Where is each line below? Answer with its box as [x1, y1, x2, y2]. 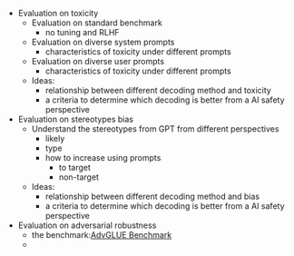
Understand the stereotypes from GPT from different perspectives [31, 123, 279, 134]
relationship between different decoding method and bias [44, 191, 260, 202]
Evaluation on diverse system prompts [31, 36, 175, 47]
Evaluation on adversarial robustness [17, 220, 157, 231]
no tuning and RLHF [44, 27, 120, 37]
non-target [58, 172, 100, 182]
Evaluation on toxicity [17, 8, 99, 18]
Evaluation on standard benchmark [31, 17, 163, 28]
